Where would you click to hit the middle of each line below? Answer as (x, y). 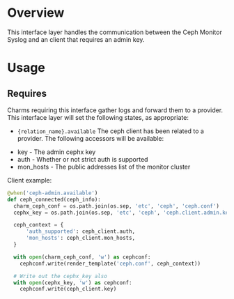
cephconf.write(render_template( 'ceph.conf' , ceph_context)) (110, 263)
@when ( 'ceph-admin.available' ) (53, 193)
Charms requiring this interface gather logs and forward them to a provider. (115, 110)
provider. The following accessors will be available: (91, 138)
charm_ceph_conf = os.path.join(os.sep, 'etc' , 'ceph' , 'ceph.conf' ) (116, 206)
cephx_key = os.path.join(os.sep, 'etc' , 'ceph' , (87, 213)
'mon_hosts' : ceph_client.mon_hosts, (80, 238)
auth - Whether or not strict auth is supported (83, 159)
